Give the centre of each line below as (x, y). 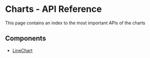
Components (25, 38)
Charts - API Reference (53, 9)
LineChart (22, 50)
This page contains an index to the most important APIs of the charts (75, 23)
